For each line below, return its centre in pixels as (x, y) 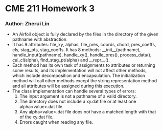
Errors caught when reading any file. (56, 122)
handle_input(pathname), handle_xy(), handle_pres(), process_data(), (82, 55)
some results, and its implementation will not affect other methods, (79, 71)
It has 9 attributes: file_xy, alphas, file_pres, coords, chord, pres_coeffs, (84, 45)
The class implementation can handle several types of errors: (74, 91)
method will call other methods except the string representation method (84, 81)
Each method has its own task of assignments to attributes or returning (84, 65)
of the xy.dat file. (36, 117)
